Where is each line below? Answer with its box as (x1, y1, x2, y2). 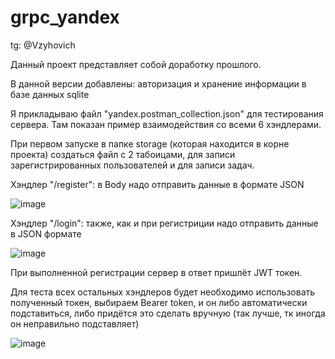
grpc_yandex (10, 6, 120, 29)
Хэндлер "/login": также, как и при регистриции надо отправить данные (10, 217, 319, 229)
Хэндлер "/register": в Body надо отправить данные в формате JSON (10, 178, 305, 190)
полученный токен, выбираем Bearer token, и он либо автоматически (10, 296, 308, 308)
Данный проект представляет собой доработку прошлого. (10, 58, 262, 70)
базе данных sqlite (10, 88, 90, 100)
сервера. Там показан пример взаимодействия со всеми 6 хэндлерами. (10, 118, 322, 130)
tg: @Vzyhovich (10, 39, 76, 51)
